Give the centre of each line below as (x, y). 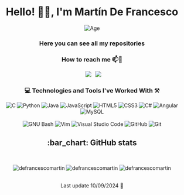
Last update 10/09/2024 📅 (92, 186)
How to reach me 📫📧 (92, 59)
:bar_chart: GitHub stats (92, 143)
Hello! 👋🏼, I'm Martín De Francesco (92, 12)
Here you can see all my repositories (92, 43)
